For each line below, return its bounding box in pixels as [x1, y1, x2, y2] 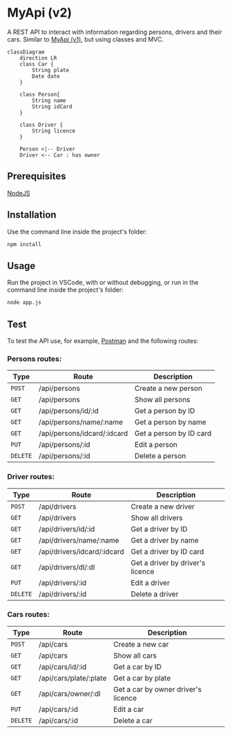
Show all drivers [130, 513, 183, 523]
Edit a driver [130, 577, 171, 587]
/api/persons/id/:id [39, 406, 99, 416]
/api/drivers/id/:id [39, 524, 95, 534]
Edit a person [134, 440, 177, 450]
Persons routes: [7, 353, 62, 363]
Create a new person [134, 383, 202, 393]
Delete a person [134, 451, 186, 461]
